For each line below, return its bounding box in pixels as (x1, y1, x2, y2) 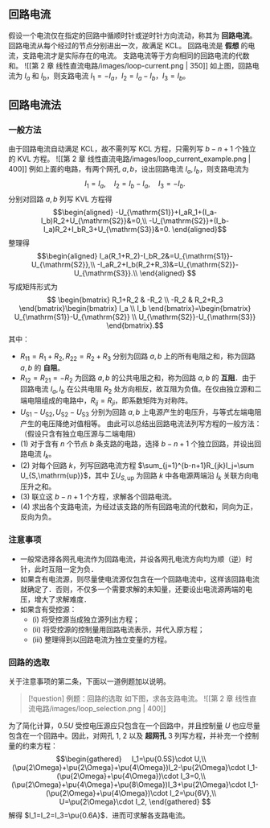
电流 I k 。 (27, 449, 56, 461)
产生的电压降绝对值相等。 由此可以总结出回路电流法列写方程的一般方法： (19, 418, 262, 428)
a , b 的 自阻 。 (19, 362, 65, 372)
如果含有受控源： (19, 604, 77, 614)
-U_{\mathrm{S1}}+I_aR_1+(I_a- (115, 207, 218, 217)
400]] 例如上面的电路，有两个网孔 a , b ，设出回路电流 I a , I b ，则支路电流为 (8, 164, 249, 176)
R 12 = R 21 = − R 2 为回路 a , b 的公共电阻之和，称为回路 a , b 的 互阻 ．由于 (19, 373, 256, 384)
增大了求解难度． (34, 594, 91, 604)
